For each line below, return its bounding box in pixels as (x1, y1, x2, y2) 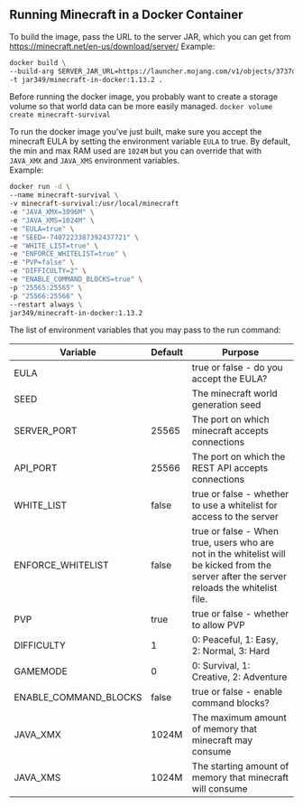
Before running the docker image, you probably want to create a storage (9, 91, 278, 102)
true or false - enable (191, 686, 283, 699)
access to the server (191, 511, 280, 523)
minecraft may (191, 734, 253, 746)
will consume (191, 783, 248, 795)
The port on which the (191, 451, 286, 464)
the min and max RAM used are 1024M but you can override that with (9, 145, 262, 156)
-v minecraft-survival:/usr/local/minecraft (9, 199, 179, 209)
